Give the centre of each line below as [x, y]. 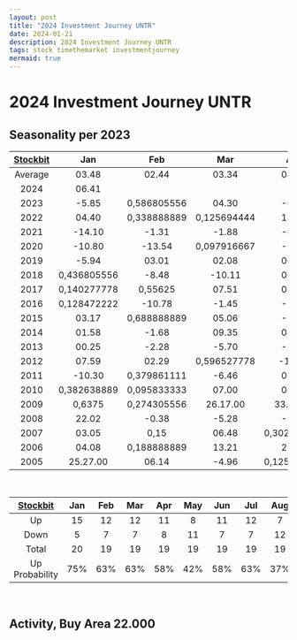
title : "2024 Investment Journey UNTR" [83, 26]
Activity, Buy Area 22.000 [83, 624]
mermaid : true [35, 58]
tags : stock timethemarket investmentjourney [94, 50]
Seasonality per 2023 [70, 135]
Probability [36, 574]
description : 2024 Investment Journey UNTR [91, 42]
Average [32, 175]
